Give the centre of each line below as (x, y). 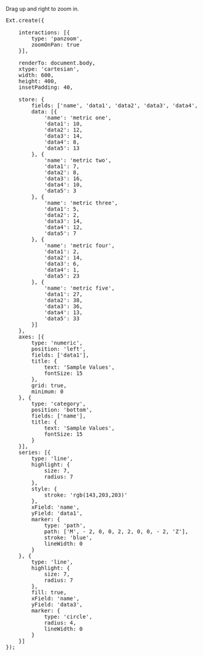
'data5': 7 (60, 233)
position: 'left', (59, 349)
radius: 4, (60, 623)
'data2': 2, (62, 215)
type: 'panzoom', (57, 39)
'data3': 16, (64, 179)
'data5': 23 (62, 276)
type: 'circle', (68, 617)
